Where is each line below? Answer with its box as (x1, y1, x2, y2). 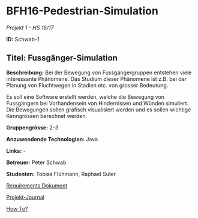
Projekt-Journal (6, 193, 45, 201)
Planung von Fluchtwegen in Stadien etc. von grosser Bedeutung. (6, 81, 169, 89)
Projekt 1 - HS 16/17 (6, 24, 54, 31)
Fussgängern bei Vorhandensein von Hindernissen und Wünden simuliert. (6, 99, 189, 107)
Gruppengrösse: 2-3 (6, 124, 59, 131)
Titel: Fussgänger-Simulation (6, 53, 118, 63)
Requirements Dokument (6, 181, 68, 189)
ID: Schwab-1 (6, 35, 40, 43)
